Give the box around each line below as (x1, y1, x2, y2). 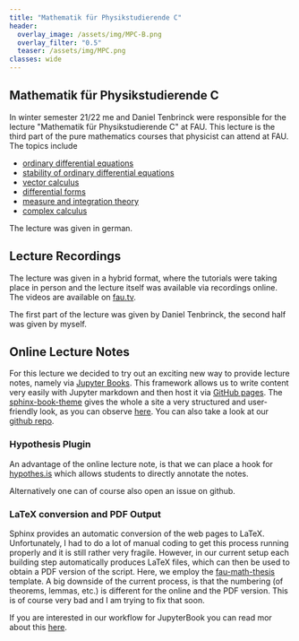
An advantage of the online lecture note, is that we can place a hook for (9, 458, 273, 469)
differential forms (21, 186, 87, 197)
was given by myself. (9, 318, 87, 329)
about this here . (9, 622, 67, 633)
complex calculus (21, 205, 88, 216)
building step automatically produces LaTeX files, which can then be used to (9, 557, 291, 567)
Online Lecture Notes (9, 344, 130, 359)
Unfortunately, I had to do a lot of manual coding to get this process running (9, 538, 289, 549)
